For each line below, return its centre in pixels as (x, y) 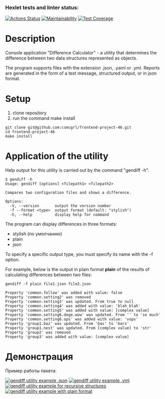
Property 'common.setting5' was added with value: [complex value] (77, 311)
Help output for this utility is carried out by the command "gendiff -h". (77, 170)
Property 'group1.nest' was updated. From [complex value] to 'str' (78, 328)
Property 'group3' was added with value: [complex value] (67, 337)
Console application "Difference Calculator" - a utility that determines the (81, 53)
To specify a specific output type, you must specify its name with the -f (79, 254)
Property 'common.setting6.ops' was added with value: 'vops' (72, 319)
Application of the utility (57, 156)
